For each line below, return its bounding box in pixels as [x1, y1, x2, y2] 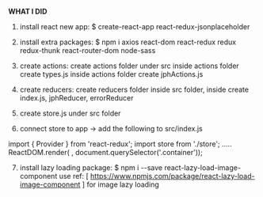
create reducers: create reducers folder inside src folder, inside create [19, 85, 250, 94]
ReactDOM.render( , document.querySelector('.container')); [8, 148, 204, 157]
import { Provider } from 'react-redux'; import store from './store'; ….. [8, 139, 232, 149]
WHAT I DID [8, 7, 48, 16]
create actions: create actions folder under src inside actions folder [19, 61, 239, 70]
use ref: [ [59, 172, 89, 180]
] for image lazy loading [82, 180, 160, 189]
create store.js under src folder [19, 108, 121, 118]
